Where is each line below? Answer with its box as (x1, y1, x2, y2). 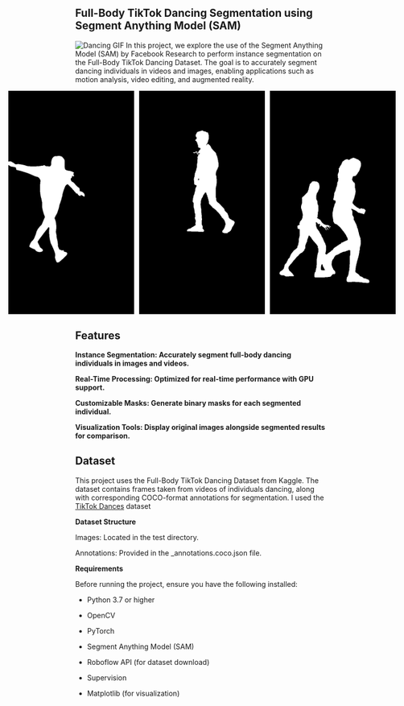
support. (75, 382, 105, 393)
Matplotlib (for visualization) (86, 688, 180, 698)
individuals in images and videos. (75, 358, 190, 369)
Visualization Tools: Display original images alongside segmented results (75, 423, 326, 432)
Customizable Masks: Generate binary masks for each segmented (75, 398, 302, 408)
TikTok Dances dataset (75, 501, 151, 510)
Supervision (86, 672, 127, 683)
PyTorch (86, 625, 115, 635)
